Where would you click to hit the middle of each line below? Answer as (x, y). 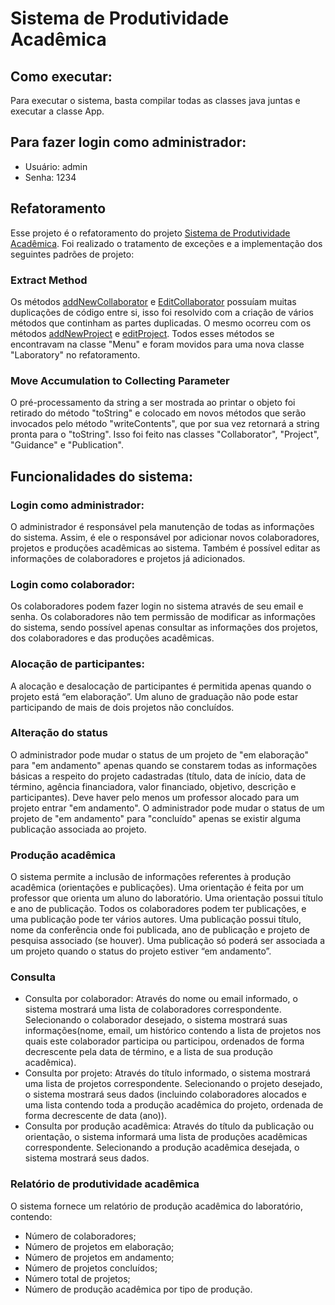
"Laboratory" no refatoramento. (75, 354)
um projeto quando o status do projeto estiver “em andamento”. (141, 951)
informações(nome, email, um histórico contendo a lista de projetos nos (173, 1031)
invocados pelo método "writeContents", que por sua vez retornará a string (165, 424)
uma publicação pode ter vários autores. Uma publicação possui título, (156, 919)
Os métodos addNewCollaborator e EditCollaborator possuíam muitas (153, 301)
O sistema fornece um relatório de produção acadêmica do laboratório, (156, 1206)
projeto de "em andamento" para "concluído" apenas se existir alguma (156, 818)
